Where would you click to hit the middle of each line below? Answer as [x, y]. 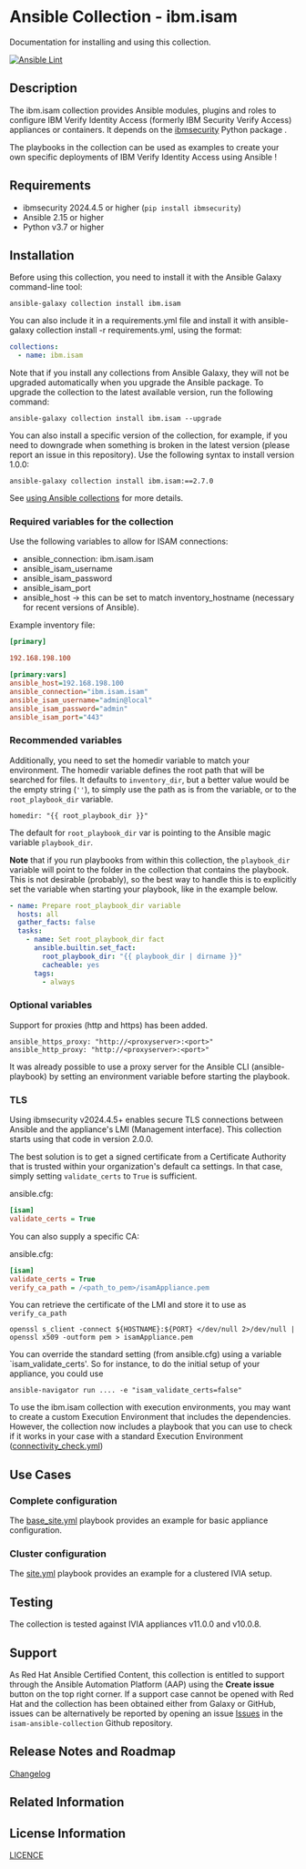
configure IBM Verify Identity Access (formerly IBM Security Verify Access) [151, 119]
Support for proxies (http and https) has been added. [108, 1025]
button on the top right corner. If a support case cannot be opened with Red [152, 1694]
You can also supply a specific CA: [74, 1236]
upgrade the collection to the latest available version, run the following [141, 393]
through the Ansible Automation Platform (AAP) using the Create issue [142, 1685]
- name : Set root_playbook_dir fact [96, 940]
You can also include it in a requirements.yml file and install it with [133, 321]
